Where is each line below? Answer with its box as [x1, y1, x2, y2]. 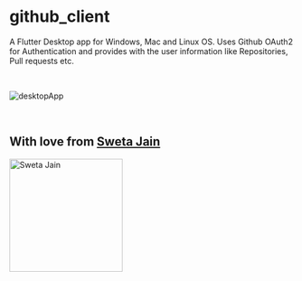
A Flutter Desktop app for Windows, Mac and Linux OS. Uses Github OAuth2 [9, 36, 294, 47]
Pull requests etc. [9, 55, 74, 66]
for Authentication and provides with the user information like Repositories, [9, 45, 288, 56]
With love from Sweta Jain [9, 134, 161, 150]
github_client [9, 6, 110, 27]
